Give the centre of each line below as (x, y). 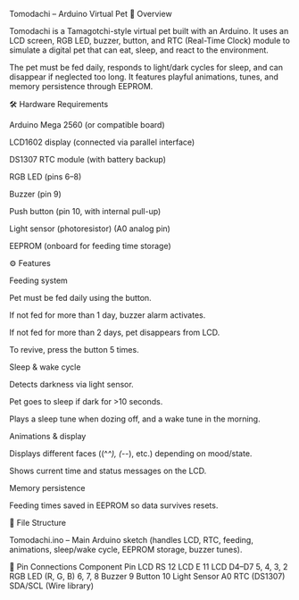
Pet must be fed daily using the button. (80, 298)
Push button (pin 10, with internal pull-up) (85, 211)
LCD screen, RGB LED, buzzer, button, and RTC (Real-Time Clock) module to (149, 41)
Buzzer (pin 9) (36, 194)
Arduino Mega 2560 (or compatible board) (87, 125)
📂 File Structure (38, 523)
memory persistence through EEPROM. (81, 86)
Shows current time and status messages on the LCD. (108, 471)
